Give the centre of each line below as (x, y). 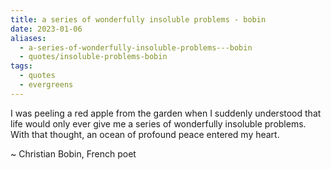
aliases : (28, 38)
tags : (21, 66)
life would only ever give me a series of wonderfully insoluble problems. (158, 123)
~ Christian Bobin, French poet (73, 153)
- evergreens (46, 85)
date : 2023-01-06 (46, 29)
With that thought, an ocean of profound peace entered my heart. (145, 134)
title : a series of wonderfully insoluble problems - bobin (138, 19)
